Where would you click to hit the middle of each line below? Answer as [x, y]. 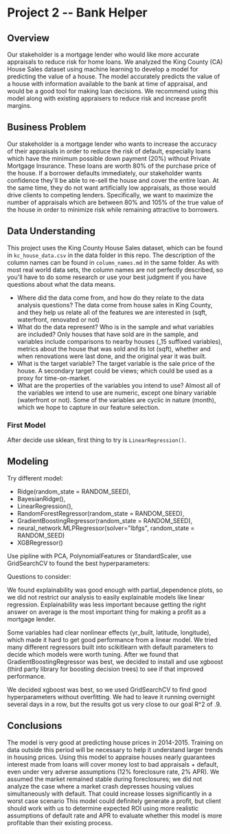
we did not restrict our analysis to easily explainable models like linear [106, 597]
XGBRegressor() [40, 542]
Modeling [28, 462]
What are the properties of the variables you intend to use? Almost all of [119, 385]
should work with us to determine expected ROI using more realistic [103, 808]
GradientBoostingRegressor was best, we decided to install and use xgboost [115, 661]
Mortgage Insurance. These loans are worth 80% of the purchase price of [112, 166]
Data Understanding [51, 231]
